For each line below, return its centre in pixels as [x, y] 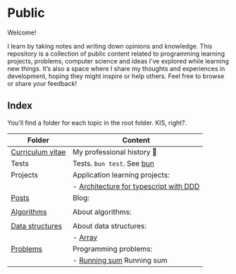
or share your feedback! [42, 83]
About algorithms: [102, 211]
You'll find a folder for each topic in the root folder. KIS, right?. [97, 123]
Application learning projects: [122, 175]
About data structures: [110, 225]
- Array [85, 237]
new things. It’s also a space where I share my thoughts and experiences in [116, 68]
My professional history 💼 [115, 151]
